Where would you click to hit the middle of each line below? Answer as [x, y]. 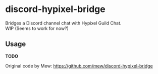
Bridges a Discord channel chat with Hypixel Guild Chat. [63, 23]
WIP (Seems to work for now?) [37, 28]
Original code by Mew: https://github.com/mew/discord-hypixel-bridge [79, 65]
